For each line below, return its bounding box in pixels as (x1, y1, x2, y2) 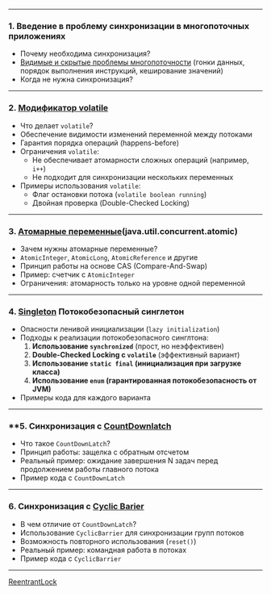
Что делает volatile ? (19, 120, 94, 130)
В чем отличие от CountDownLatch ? (19, 519, 137, 529)
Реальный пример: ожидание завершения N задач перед (19, 456, 219, 466)
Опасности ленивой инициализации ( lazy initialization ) (19, 324, 220, 334)
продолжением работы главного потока (19, 465, 159, 475)
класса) (31, 367, 60, 377)
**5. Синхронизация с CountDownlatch (8, 420, 172, 432)
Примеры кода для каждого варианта (19, 393, 152, 403)
